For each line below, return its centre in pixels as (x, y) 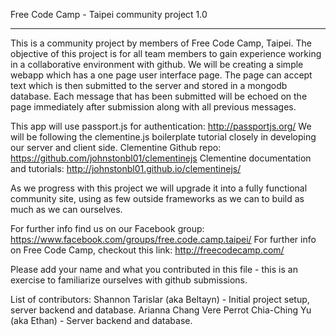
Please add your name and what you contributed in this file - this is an (154, 269)
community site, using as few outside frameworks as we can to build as (157, 198)
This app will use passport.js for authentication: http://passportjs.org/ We (161, 126)
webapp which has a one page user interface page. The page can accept (161, 75)
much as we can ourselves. (66, 209)
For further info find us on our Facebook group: (107, 228)
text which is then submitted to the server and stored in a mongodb (149, 85)
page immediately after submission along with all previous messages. (153, 107)
